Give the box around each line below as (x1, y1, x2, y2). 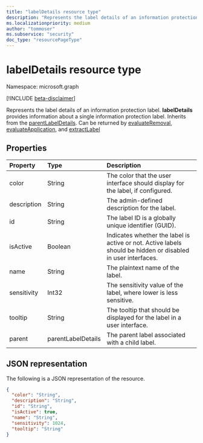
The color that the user (106, 171, 172, 179)
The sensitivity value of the (106, 280, 184, 289)
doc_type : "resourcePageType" (6, 37, 83, 43)
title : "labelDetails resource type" (6, 8, 101, 15)
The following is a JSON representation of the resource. (6, 375, 145, 382)
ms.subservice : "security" (6, 31, 74, 37)
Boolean (47, 242, 71, 251)
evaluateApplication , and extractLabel (6, 125, 101, 133)
